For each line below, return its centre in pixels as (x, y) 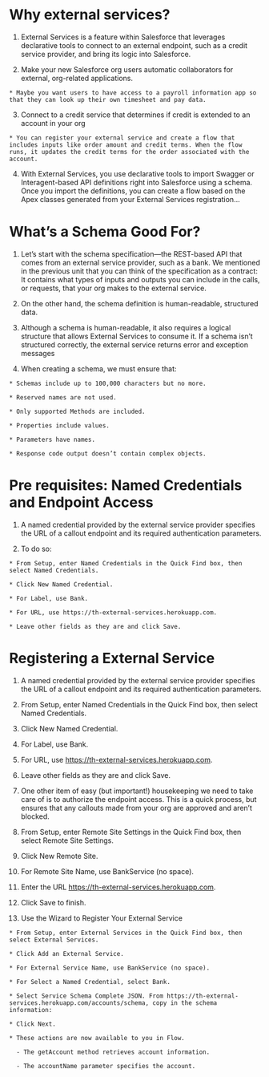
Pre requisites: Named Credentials (126, 486)
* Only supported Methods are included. (78, 411)
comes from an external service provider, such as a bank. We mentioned (141, 262)
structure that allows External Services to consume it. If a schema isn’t (137, 336)
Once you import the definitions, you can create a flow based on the (133, 191)
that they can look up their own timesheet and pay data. (108, 99)
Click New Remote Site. (59, 856)
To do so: (36, 549)
